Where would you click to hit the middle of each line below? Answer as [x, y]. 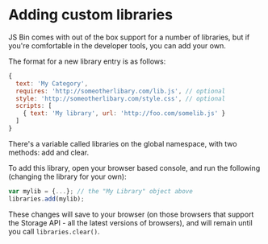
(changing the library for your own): [67, 176]
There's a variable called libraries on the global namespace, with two [123, 143]
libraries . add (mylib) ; [46, 199]
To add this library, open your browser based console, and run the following [134, 167]
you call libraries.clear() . [54, 231]
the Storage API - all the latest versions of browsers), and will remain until [130, 222]
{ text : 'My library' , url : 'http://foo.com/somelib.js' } [124, 114]
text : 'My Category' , [52, 83]
